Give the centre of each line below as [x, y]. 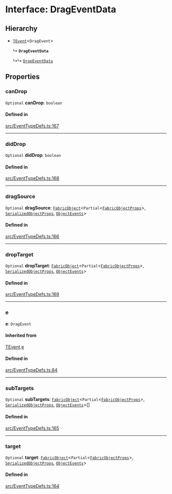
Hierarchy [21, 29]
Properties [23, 77]
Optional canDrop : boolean [34, 103]
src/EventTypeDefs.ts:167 [32, 126]
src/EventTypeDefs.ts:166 [33, 236]
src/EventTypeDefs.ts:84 [31, 370]
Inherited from [21, 336]
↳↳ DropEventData [33, 61]
